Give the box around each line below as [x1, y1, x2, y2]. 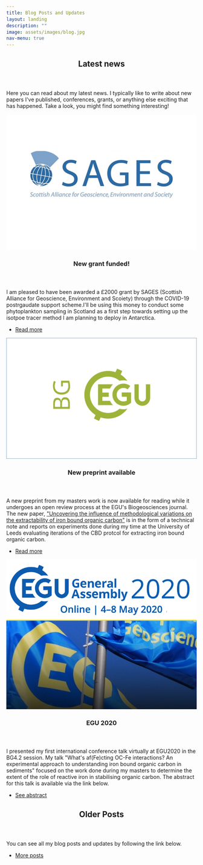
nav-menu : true [6, 35, 45, 42]
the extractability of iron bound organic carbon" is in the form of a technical [6, 516, 195, 524]
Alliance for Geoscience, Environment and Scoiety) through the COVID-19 [6, 295, 189, 302]
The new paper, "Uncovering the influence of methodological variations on [6, 510, 192, 518]
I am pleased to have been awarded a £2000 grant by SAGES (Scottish [6, 288, 182, 295]
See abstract [14, 792, 47, 799]
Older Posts [79, 809, 124, 820]
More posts [14, 852, 44, 859]
